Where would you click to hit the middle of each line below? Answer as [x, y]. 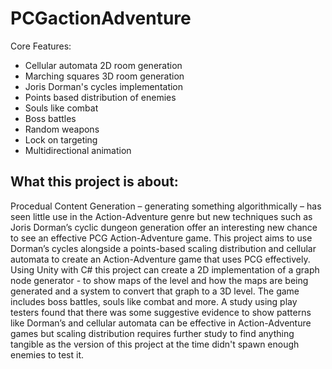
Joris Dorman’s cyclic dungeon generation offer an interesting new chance [164, 227]
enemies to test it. [47, 354]
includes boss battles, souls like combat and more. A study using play [154, 301]
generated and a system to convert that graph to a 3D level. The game [155, 291]
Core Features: [41, 46]
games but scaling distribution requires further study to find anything [152, 333]
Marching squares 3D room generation [104, 76]
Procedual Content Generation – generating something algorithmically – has [166, 206]
